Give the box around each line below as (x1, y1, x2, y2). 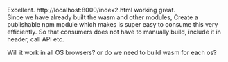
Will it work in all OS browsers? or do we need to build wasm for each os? (7, 48, 217, 56)
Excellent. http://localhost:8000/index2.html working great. (7, 6, 175, 14)
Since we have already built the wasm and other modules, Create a (7, 13, 199, 21)
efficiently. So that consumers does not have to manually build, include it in (7, 28, 222, 36)
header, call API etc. (7, 35, 64, 43)
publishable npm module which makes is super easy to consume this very (7, 21, 218, 28)
